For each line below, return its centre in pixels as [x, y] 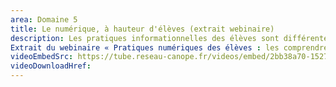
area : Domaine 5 [44, 19]
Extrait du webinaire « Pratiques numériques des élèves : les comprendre [169, 47]
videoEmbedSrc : [42, 57]
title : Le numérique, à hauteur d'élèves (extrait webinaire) [142, 29]
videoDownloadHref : [51, 66]
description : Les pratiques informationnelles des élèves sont [145, 38]
